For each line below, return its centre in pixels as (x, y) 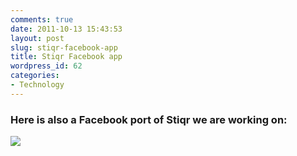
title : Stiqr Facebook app (66, 57)
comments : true (42, 19)
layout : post (37, 38)
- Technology (37, 85)
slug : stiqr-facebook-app (64, 47)
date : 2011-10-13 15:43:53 (66, 29)
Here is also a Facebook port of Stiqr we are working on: (149, 119)
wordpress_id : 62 (46, 66)
